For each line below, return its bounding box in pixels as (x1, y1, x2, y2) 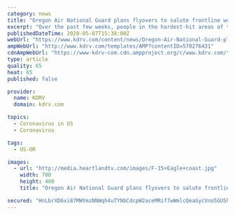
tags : (7, 139, 23, 146)
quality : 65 (7, 62, 42, 69)
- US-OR (13, 146, 36, 153)
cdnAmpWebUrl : (7, 50, 49, 57)
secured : (7, 197, 33, 204)
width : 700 (20, 172, 52, 179)
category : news (7, 10, 52, 18)
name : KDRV (13, 95, 45, 102)
